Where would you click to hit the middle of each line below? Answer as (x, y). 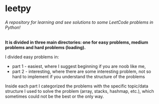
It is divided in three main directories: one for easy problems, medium (77, 42)
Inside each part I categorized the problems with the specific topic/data (77, 86)
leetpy (18, 9)
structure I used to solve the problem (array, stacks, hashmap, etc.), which (79, 91)
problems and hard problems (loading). (45, 48)
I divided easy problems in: (32, 57)
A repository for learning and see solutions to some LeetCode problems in (79, 22)
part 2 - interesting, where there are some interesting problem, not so (82, 71)
